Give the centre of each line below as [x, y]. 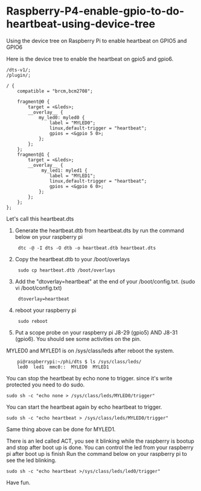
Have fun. [18, 483]
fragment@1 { [33, 154]
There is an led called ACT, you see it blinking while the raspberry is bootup [100, 441]
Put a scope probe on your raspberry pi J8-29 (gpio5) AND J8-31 [96, 332]
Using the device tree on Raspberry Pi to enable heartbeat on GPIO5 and [97, 41]
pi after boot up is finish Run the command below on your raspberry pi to [97, 454]
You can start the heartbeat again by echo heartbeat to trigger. [84, 407]
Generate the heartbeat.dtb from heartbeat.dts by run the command [99, 230]
